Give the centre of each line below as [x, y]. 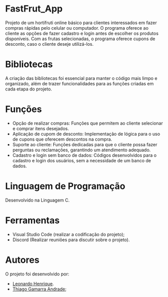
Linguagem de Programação [65, 186]
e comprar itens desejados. [41, 128]
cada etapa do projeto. [29, 89]
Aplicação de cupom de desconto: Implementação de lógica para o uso [86, 134]
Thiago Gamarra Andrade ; [39, 289]
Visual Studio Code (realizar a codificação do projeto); [68, 234]
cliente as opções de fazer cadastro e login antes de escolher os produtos [82, 33]
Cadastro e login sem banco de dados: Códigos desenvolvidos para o [85, 155]
